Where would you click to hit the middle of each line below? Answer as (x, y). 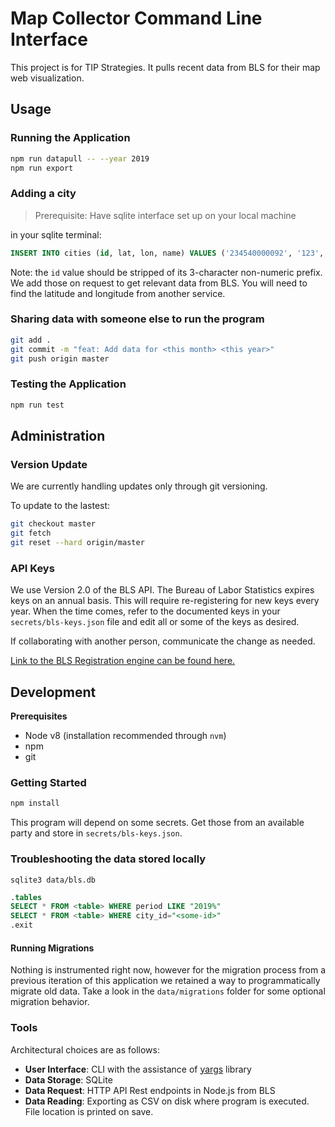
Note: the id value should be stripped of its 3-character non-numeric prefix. (166, 272)
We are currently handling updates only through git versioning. (139, 486)
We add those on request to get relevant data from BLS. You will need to (159, 283)
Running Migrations (52, 948)
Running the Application (70, 138)
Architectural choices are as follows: (85, 1049)
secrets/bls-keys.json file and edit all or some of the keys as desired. (155, 622)
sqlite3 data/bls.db (53, 880)
